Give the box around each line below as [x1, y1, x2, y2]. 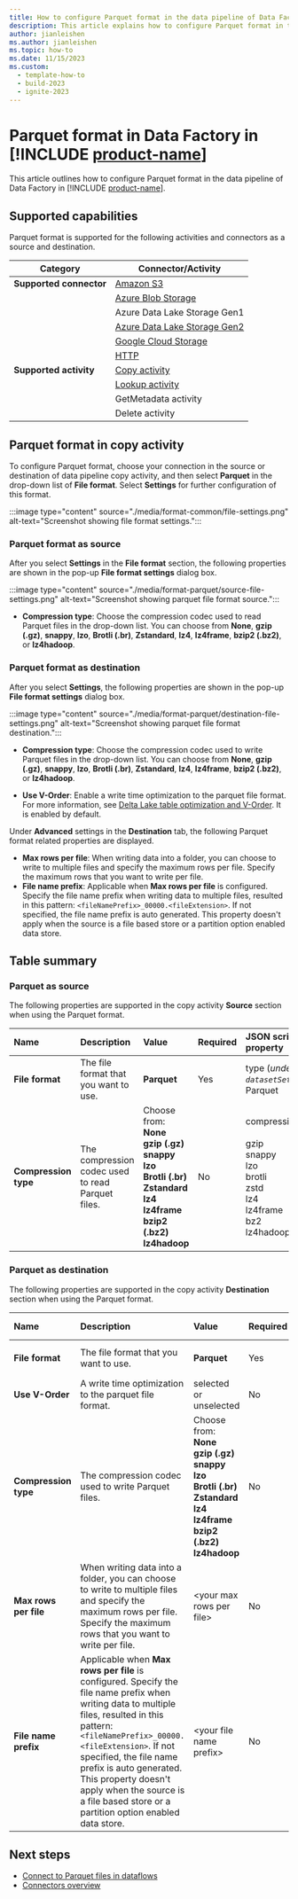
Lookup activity [114, 379, 180, 391]
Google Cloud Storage [114, 335, 208, 348]
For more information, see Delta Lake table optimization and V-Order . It [21, 799, 281, 809]
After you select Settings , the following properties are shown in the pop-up [9, 682, 285, 692]
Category [39, 262, 81, 275]
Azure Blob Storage [114, 292, 197, 304]
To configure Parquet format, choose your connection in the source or [9, 461, 266, 472]
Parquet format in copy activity [9, 437, 184, 452]
